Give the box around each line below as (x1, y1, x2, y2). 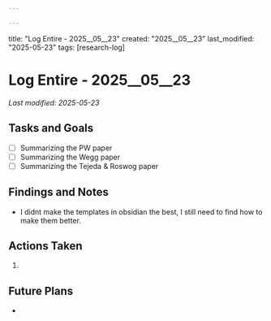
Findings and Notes (8, 185, 110, 199)
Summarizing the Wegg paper (19, 152, 121, 162)
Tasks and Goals (8, 121, 94, 135)
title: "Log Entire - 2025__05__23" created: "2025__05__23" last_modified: (8, 33, 255, 43)
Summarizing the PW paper (19, 143, 113, 153)
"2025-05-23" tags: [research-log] (8, 42, 126, 52)
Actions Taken (8, 239, 83, 253)
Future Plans (8, 284, 74, 297)
